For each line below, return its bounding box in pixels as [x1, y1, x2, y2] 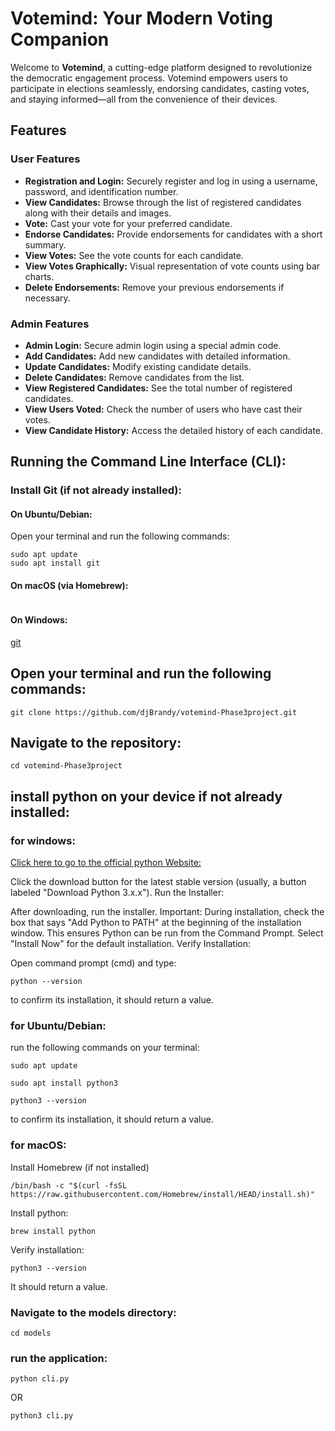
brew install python [10, 1226, 97, 1236]
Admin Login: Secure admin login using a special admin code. [24, 339, 282, 351]
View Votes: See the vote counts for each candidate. [24, 249, 244, 261]
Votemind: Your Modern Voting [10, 7, 273, 30]
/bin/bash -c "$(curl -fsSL [10, 1180, 128, 1191]
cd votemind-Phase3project [10, 761, 123, 771]
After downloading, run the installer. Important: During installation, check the [10, 906, 325, 918]
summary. [24, 238, 67, 251]
